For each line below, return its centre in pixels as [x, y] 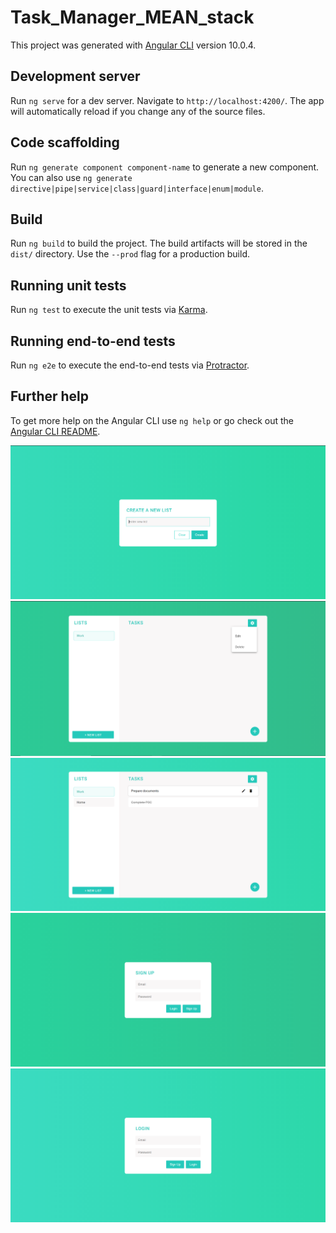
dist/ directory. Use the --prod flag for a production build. [130, 254]
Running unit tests [68, 285]
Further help [50, 396]
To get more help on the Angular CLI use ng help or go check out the [152, 420]
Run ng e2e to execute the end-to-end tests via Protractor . [130, 365]
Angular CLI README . [55, 431]
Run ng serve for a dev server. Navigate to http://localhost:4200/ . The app [167, 100]
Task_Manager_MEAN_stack [132, 17]
